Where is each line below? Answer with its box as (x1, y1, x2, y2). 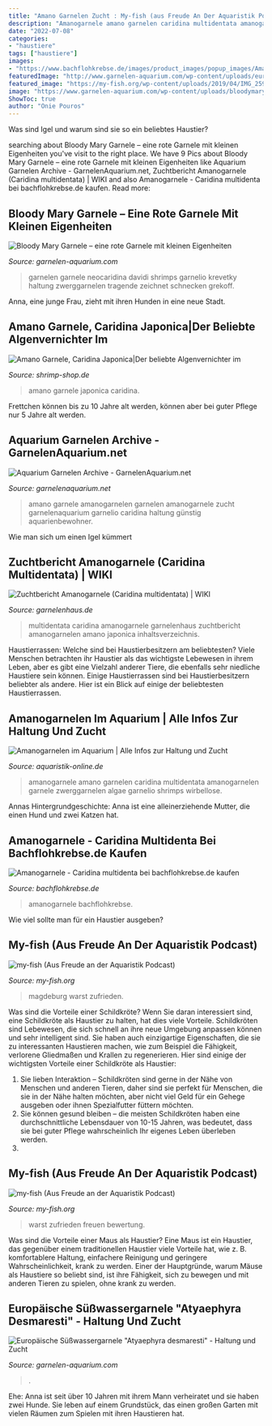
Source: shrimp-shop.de (8, 369, 90, 379)
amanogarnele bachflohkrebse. (28, 899, 134, 908)
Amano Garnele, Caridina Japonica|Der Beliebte (8, 320, 256, 334)
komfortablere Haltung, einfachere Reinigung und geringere (8, 1253, 208, 1262)
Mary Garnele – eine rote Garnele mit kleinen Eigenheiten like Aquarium (8, 157, 246, 167)
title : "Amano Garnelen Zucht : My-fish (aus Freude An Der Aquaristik (8, 11, 255, 20)
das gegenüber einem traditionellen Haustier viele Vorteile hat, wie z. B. (8, 1244, 247, 1253)
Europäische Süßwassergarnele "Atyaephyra (8, 1302, 241, 1316)
